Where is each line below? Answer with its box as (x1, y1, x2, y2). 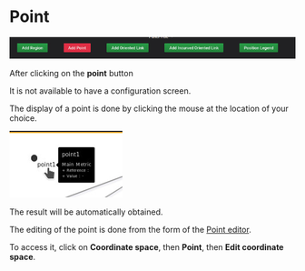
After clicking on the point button (9, 68, 133, 79)
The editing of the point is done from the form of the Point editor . (9, 225, 251, 236)
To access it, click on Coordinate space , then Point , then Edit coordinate (9, 242, 284, 253)
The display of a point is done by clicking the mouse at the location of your (9, 103, 289, 115)
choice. (9, 113, 38, 124)
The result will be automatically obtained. (9, 206, 163, 217)
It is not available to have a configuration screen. (9, 85, 192, 96)
